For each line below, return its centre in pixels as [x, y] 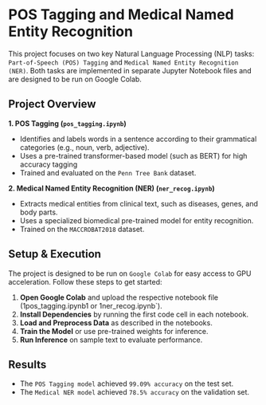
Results [27, 364]
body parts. [39, 212]
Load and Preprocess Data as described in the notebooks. [116, 322]
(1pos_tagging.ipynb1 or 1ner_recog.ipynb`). [91, 305]
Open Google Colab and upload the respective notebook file [119, 297]
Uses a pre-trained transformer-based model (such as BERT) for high [133, 155]
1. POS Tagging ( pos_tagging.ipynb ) [68, 123]
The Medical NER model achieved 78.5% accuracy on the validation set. [134, 392]
